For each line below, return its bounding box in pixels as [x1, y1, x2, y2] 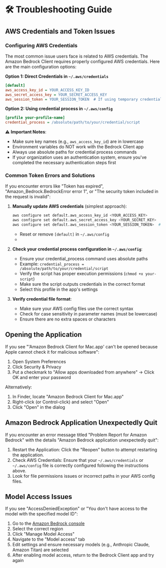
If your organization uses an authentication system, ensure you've [12, 154, 147, 160]
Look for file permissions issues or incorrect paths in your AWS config [12, 473, 155, 479]
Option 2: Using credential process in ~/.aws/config [5, 106, 113, 112]
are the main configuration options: [5, 63, 77, 69]
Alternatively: [5, 384, 32, 390]
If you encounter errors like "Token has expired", [5, 183, 104, 189]
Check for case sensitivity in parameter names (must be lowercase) [19, 311, 158, 317]
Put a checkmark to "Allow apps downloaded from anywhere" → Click [12, 369, 155, 375]
